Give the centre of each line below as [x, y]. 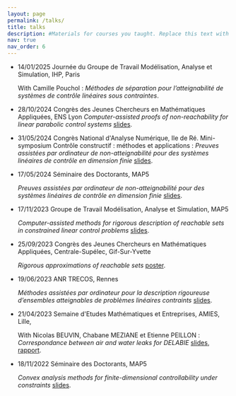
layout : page [26, 14]
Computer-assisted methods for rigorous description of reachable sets [121, 223]
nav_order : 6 [26, 47]
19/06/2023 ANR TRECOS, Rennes [68, 279]
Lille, [24, 321]
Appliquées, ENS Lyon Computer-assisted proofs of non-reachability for [123, 117]
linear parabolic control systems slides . [75, 124]
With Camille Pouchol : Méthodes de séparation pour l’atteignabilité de [120, 88]
